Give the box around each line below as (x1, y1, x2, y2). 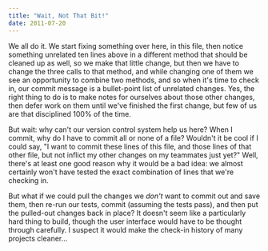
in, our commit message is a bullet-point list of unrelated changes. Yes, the (8, 83, 255, 93)
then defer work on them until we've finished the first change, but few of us (8, 101, 258, 110)
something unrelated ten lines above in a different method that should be (8, 50, 248, 59)
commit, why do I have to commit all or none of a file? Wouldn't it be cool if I (8, 133, 258, 142)
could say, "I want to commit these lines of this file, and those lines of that (8, 141, 252, 151)
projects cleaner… (8, 233, 68, 243)
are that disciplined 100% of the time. (8, 109, 132, 118)
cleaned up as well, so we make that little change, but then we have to (8, 58, 240, 68)
